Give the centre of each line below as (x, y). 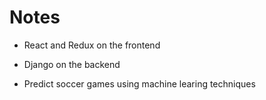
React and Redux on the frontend (92, 45)
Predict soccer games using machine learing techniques (139, 83)
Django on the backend (72, 64)
